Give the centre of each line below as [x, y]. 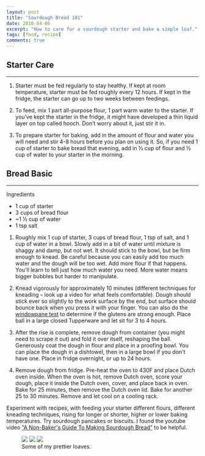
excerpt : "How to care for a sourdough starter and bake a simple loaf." [102, 29]
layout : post [23, 12]
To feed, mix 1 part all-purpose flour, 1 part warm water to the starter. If [104, 110]
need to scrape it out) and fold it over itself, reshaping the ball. [93, 339]
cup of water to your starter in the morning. [69, 154]
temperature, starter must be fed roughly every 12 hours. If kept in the [103, 92]
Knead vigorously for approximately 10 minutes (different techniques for [106, 288]
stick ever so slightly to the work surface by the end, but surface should [106, 301]
